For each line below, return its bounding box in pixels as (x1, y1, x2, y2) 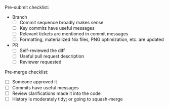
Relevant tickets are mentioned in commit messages (19, 31, 129, 37)
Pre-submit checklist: (5, 5, 49, 10)
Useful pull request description (19, 53, 85, 60)
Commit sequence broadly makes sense (19, 20, 104, 25)
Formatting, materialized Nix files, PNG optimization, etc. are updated (19, 36, 164, 42)
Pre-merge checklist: (5, 69, 49, 75)
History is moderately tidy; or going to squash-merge (12, 96, 123, 102)
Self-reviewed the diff (19, 47, 65, 54)
